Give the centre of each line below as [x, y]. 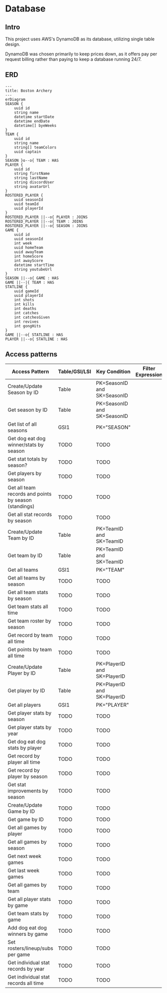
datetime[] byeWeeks [35, 125]
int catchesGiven [32, 317]
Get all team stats [28, 592]
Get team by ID [25, 555]
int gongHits [28, 326]
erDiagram [15, 99]
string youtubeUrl [33, 269]
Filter [149, 368]
